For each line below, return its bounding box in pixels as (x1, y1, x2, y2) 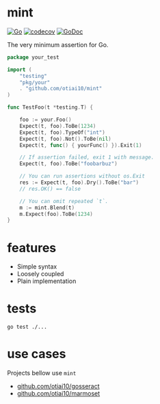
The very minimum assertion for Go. (7, 40, 109, 49)
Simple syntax (16, 262, 57, 271)
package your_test (7, 53, 59, 61)
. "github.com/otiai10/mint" (19, 85, 103, 92)
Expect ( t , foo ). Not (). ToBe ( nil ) (19, 135, 111, 142)
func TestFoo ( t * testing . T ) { (7, 104, 94, 111)
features (7, 240, 57, 256)
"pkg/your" (19, 79, 51, 86)
